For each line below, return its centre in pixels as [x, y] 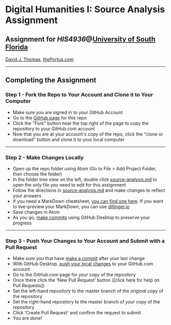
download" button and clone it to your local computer [68, 140]
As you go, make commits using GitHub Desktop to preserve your [81, 217]
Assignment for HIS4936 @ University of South [80, 39]
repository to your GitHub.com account [54, 128]
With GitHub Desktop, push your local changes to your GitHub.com [83, 264]
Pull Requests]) [28, 286]
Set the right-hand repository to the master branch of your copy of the [86, 302]
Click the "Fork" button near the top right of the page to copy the [81, 123]
